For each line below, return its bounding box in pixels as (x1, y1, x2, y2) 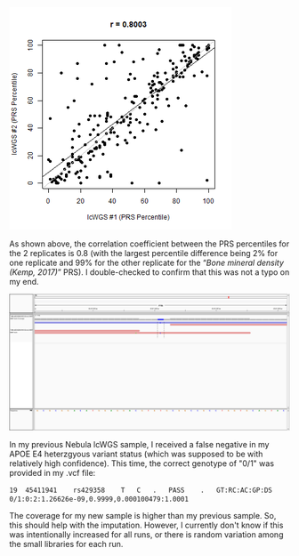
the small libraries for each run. (9, 539, 124, 550)
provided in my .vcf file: (9, 468, 96, 479)
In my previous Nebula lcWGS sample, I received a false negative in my (9, 439, 270, 450)
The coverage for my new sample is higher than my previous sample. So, (9, 511, 277, 521)
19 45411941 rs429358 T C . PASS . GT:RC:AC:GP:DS (9, 486, 273, 496)
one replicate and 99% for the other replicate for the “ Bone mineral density (9, 257, 285, 268)
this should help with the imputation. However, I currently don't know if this (9, 520, 284, 531)
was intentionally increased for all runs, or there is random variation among (9, 529, 284, 540)
